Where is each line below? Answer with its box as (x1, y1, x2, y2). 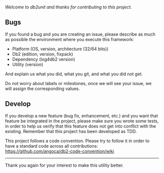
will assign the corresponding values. (5, 86, 80, 91)
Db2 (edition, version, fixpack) (12, 51, 73, 57)
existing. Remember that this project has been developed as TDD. (5, 128, 137, 134)
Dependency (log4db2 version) (12, 56, 76, 62)
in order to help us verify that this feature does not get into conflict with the (5, 123, 156, 129)
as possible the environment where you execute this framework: (5, 36, 134, 42)
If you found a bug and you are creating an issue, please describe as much (5, 31, 156, 37)
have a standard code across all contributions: (5, 143, 99, 149)
